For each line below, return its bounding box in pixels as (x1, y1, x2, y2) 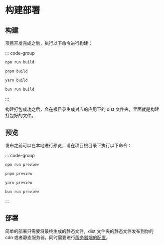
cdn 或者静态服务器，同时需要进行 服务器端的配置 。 (5, 234, 111, 240)
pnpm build (5, 68, 28, 74)
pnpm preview (5, 171, 32, 176)
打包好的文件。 (5, 112, 36, 118)
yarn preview (5, 180, 32, 185)
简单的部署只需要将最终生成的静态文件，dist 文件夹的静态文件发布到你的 (5, 228, 154, 234)
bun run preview (5, 189, 39, 194)
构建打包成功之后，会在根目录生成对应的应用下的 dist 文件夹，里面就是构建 (5, 106, 160, 112)
